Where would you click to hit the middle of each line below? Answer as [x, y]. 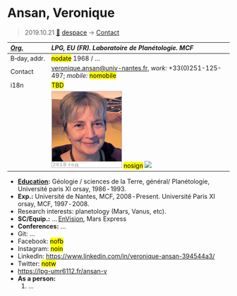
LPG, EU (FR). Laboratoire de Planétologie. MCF [122, 48]
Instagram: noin [40, 248]
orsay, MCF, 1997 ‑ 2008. [53, 204]
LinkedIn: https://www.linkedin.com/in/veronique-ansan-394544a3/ [116, 256]
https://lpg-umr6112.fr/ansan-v [62, 271]
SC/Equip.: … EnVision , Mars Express [72, 219]
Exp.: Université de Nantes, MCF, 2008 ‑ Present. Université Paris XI [116, 196]
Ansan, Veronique [61, 13]
